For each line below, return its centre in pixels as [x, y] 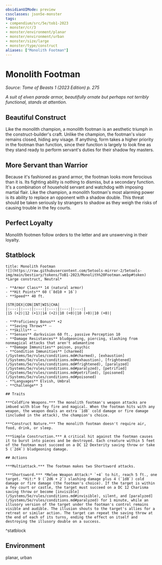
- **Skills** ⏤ [21, 330]
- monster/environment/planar [36, 32]
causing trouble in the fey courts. [38, 208]
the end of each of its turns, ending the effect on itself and [72, 517]
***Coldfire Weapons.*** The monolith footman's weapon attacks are [76, 402]
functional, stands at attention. [36, 102]
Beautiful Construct [36, 117]
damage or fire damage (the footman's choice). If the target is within [80, 483]
